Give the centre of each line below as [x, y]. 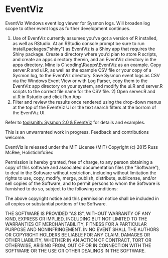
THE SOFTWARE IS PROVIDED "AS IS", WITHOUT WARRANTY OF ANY [78, 213]
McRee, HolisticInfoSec [29, 152]
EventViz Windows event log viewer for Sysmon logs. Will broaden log [78, 23]
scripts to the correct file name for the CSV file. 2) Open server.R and [84, 91]
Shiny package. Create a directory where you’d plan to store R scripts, [85, 54]
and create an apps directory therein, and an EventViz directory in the [84, 59]
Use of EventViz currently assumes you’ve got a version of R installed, [85, 38]
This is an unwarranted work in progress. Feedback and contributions [77, 132]
